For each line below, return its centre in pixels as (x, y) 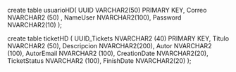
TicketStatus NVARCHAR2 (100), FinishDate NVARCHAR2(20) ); (99, 61)
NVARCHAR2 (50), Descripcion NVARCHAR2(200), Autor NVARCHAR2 (110, 46)
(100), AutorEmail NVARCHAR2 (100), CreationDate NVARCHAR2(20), (108, 53)
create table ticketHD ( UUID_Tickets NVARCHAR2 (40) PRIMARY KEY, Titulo (118, 38)
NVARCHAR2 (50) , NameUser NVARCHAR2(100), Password (94, 17)
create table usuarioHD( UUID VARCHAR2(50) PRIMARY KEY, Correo (107, 10)
